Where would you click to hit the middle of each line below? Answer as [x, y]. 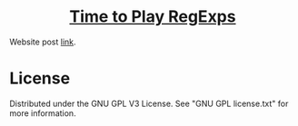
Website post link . [43, 42]
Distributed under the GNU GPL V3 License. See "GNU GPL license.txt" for [149, 103]
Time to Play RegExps [153, 17]
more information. [43, 113]
